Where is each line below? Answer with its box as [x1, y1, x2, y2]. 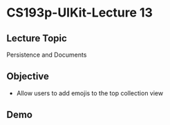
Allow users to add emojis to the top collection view [16, 88, 164, 97]
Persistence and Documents [6, 50, 87, 59]
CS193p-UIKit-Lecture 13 [6, 5, 153, 21]
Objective [6, 70, 50, 82]
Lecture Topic [6, 32, 67, 44]
